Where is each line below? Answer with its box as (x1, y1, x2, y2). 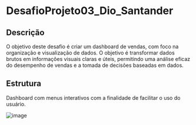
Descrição (6, 28, 45, 38)
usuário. (6, 100, 26, 107)
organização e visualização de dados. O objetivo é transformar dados (6, 49, 175, 56)
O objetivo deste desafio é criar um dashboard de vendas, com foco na (6, 43, 179, 50)
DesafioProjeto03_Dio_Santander (6, 4, 174, 18)
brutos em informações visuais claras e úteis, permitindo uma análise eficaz (6, 56, 191, 62)
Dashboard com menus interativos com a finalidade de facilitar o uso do (6, 94, 181, 101)
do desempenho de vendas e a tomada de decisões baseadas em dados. (6, 62, 184, 69)
